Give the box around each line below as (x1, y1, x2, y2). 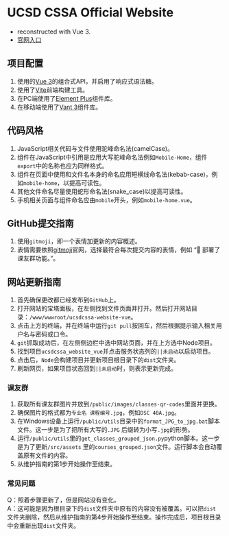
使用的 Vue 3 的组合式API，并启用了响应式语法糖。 (16, 77, 158, 85)
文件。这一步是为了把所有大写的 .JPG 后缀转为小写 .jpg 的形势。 (16, 426, 194, 434)
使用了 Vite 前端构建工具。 (16, 86, 89, 94)
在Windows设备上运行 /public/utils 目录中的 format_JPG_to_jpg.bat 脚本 (16, 417, 221, 426)
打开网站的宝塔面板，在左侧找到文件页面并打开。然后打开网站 (16, 304, 192, 313)
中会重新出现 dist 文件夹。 (7, 521, 80, 529)
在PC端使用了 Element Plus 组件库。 (16, 94, 117, 102)
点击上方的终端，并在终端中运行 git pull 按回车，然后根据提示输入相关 (16, 321, 217, 330)
